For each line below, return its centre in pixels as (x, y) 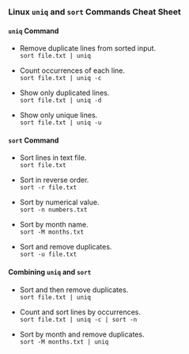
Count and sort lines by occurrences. (80, 312)
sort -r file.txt (48, 188)
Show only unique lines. (59, 115)
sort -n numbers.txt (53, 210)
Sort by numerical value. (59, 202)
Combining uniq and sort (50, 272)
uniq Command (34, 31)
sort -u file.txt (48, 255)
